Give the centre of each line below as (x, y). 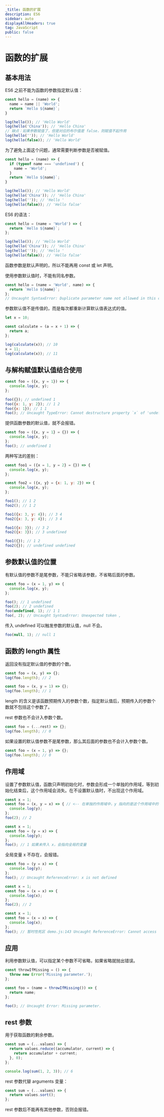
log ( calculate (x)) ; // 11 (31, 353)
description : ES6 (23, 14)
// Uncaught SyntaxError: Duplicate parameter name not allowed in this (81, 299)
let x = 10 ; (17, 318)
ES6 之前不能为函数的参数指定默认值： (44, 90)
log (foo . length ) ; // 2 (28, 678)
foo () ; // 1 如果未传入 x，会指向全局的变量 (46, 845)
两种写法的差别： (22, 456)
